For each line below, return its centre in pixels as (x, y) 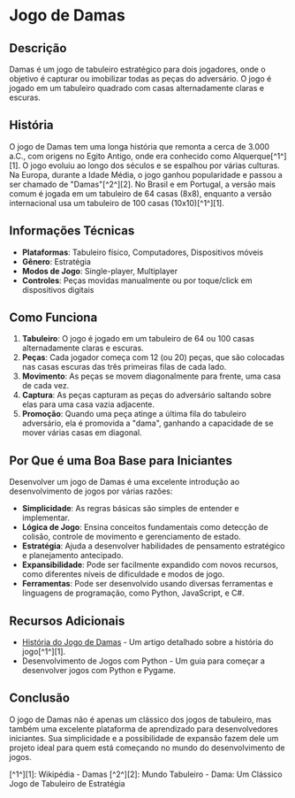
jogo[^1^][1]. (44, 652)
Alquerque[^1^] (260, 156)
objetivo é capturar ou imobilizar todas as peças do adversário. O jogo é (140, 79)
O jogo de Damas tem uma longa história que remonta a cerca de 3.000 (140, 146)
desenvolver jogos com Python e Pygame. (99, 671)
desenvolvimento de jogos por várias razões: (91, 491)
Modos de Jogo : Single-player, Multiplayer (100, 271)
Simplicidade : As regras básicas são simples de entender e (131, 509)
